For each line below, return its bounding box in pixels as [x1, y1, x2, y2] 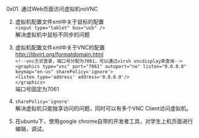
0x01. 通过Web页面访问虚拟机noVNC [6, 5, 98, 12]
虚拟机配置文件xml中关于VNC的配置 [15, 44, 105, 51]
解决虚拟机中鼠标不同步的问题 [15, 31, 90, 38]
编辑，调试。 [15, 125, 47, 132]
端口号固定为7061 [15, 85, 59, 93]
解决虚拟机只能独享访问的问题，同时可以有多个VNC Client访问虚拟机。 [15, 105, 192, 112]
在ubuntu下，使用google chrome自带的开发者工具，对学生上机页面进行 [15, 117, 193, 125]
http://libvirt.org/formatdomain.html [15, 51, 104, 57]
